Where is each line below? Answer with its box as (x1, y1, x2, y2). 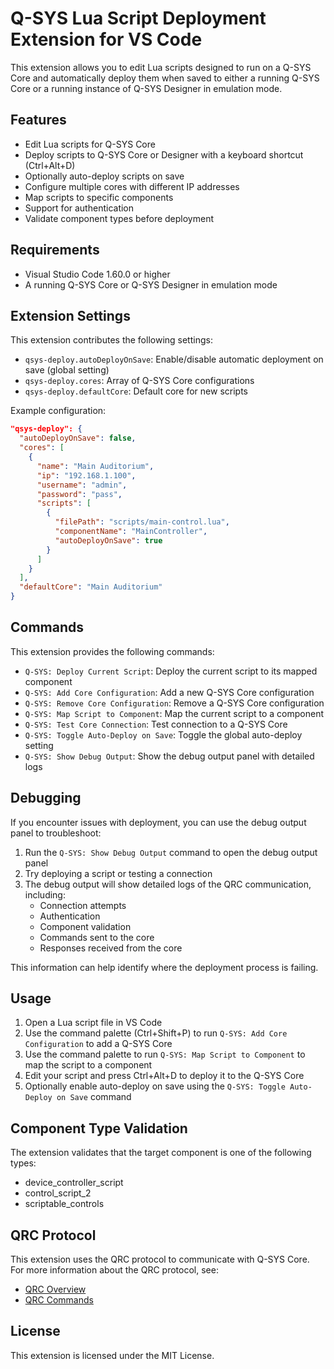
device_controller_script (24, 1177, 124, 1189)
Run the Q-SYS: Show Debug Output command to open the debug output (24, 846, 318, 858)
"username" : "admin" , (36, 480, 128, 490)
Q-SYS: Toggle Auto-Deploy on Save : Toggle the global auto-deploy (24, 728, 303, 741)
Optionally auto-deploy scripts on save (24, 170, 185, 182)
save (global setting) (24, 364, 110, 376)
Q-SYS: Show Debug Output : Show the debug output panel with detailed (24, 750, 315, 762)
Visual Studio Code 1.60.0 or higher (24, 268, 171, 280)
